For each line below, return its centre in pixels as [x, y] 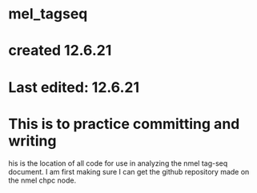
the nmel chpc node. [42, 180]
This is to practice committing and [124, 124]
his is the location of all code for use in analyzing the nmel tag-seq [118, 163]
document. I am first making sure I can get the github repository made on [129, 171]
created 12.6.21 [60, 51]
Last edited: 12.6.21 [74, 87]
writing [32, 141]
